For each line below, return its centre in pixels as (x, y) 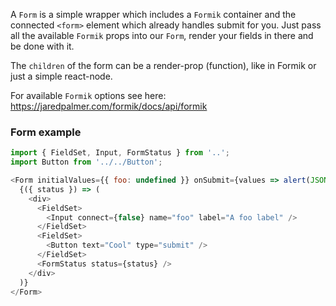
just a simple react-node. (61, 76)
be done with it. (42, 46)
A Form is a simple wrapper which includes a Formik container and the (153, 14)
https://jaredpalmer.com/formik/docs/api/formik (109, 106)
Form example (46, 132)
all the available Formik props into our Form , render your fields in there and (162, 35)
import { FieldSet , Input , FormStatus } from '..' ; (120, 153)
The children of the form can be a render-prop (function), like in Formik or (163, 65)
